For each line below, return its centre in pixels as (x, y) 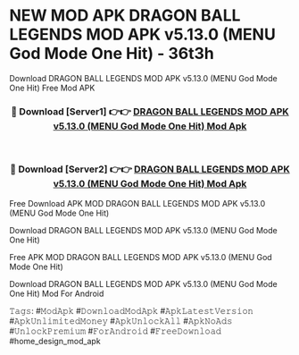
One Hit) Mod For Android (57, 293)
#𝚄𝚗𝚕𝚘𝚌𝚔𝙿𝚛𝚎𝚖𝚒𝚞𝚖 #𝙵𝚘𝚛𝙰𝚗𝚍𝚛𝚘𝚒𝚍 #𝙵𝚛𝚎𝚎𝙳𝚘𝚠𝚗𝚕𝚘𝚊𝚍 (115, 331)
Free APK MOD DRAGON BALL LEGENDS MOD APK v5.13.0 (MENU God (141, 257)
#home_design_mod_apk (55, 341)
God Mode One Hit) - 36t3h (112, 54)
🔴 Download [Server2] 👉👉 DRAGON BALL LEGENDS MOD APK (150, 169)
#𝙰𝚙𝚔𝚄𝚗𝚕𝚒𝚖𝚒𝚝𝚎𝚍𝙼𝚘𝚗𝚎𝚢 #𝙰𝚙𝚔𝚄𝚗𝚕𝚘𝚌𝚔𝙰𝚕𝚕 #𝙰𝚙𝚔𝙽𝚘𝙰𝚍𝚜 (121, 321)
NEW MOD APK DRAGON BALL (125, 16)
